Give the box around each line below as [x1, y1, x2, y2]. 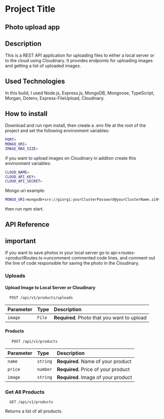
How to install [5, 109, 48, 118]
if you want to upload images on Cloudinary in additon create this [5, 155, 137, 161]
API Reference [5, 220, 50, 229]
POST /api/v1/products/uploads [9, 295, 73, 301]
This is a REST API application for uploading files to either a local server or [5, 52, 155, 58]
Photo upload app [5, 23, 60, 31]
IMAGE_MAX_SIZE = [5, 146, 38, 151]
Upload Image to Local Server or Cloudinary [5, 284, 96, 290]
